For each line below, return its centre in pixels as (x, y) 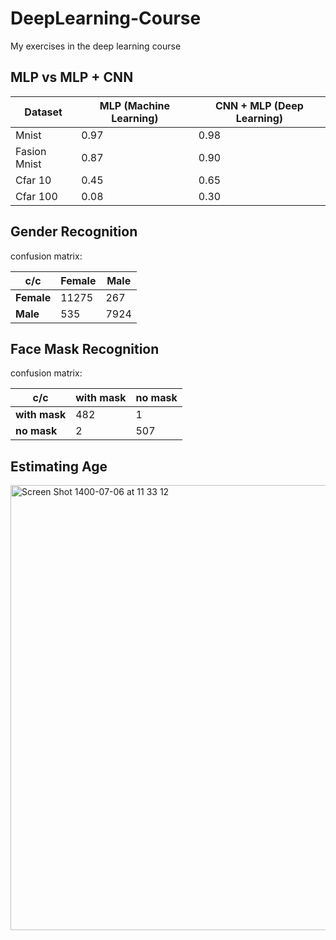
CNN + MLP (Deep (259, 105)
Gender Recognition (74, 232)
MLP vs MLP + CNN (72, 77)
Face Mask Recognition (85, 348)
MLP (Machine (135, 105)
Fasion (31, 151)
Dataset (43, 112)
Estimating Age (59, 466)
